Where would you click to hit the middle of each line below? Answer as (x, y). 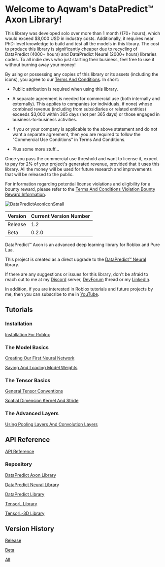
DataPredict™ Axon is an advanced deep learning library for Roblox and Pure (82, 245)
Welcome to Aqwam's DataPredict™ (79, 9)
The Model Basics (27, 347)
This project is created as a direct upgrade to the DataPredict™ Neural (76, 259)
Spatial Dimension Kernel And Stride (42, 401)
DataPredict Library (25, 494)
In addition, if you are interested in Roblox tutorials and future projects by (79, 289)
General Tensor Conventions (34, 391)
